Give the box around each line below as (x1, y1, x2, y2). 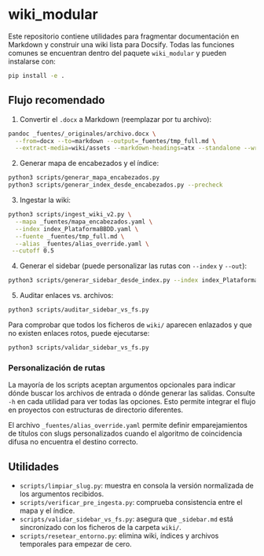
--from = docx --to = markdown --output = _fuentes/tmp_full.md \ (15, 137, 216, 145)
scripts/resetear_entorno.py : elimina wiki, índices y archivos (19, 531, 219, 540)
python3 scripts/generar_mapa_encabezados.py (8, 174, 159, 182)
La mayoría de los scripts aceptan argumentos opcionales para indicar (8, 380, 236, 390)
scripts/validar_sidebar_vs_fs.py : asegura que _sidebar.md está (19, 514, 233, 524)
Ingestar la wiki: (19, 195, 71, 204)
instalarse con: (8, 57, 57, 66)
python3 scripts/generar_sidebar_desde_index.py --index (8, 277, 199, 285)
